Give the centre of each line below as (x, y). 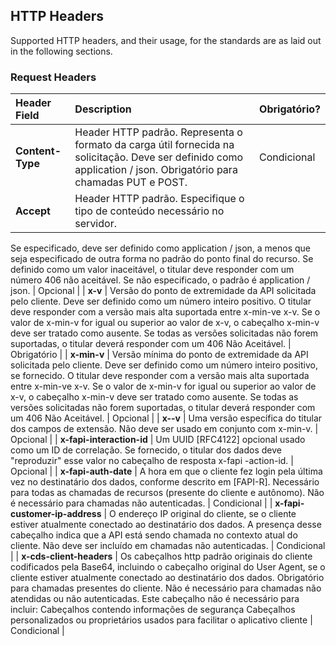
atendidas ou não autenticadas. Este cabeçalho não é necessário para (155, 599)
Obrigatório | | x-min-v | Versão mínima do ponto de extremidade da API (159, 355)
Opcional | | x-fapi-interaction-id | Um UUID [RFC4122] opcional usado (158, 440)
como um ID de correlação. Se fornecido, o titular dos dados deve (146, 450)
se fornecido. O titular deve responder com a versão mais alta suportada (160, 376)
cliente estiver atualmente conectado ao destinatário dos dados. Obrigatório (167, 578)
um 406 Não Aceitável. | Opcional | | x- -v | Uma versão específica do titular (166, 418)
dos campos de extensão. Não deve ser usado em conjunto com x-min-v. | (164, 429)
